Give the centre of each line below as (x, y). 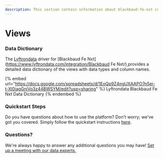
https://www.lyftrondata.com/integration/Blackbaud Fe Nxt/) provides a (78, 64)
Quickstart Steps (25, 107)
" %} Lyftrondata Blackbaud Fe (127, 89)
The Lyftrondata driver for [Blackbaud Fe (46, 59)
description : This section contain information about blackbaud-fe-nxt (79, 9)
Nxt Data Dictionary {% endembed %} (43, 94)
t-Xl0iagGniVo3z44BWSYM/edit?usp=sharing (50, 89)
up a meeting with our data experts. (41, 150)
